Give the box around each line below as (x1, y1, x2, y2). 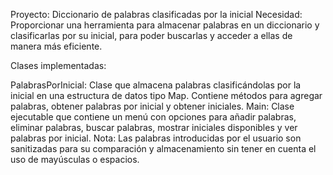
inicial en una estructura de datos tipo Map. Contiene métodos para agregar (10, 90, 323, 101)
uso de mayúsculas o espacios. (10, 154, 140, 165)
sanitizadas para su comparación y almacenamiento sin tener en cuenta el (10, 143, 317, 154)
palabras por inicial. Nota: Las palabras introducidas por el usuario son (10, 132, 302, 144)
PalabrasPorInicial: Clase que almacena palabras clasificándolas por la (10, 79, 302, 91)
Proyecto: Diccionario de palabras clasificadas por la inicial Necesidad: (10, 9, 303, 20)
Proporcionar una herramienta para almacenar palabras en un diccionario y (10, 19, 320, 31)
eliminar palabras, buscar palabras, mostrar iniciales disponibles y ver (10, 122, 298, 133)
